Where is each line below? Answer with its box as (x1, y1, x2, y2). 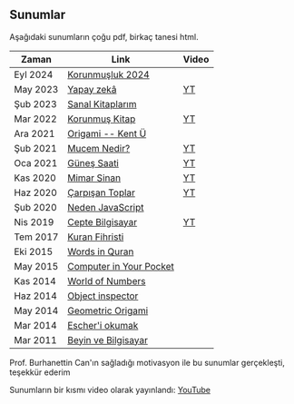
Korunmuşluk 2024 (67, 68, 150, 81)
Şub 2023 (14, 97, 57, 110)
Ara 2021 (14, 127, 55, 140)
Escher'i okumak (67, 319, 139, 331)
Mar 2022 (14, 113, 57, 125)
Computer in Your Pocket (67, 260, 174, 272)
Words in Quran (67, 245, 134, 258)
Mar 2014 (14, 319, 57, 331)
